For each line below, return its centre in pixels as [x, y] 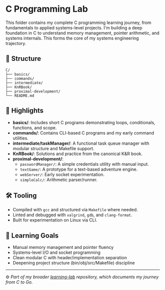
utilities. [21, 138]
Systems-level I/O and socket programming [57, 252]
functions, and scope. [35, 128]
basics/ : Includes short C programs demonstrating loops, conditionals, [84, 122]
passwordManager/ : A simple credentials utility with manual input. [84, 164]
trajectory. [16, 43]
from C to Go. [19, 282]
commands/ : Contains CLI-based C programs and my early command [83, 133]
